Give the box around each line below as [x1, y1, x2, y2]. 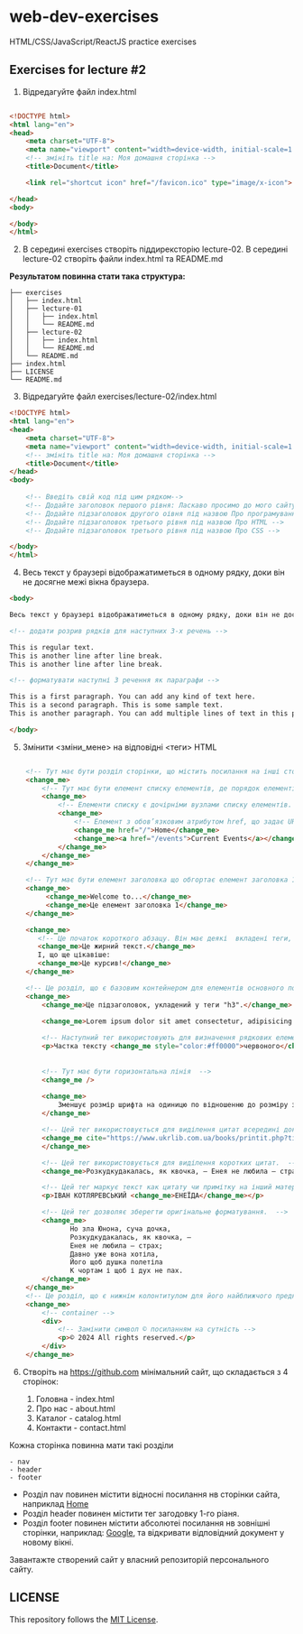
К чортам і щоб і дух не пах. [69, 1266, 183, 1276]
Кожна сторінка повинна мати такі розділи [9, 1439, 174, 1450]
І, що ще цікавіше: [37, 950, 111, 960]
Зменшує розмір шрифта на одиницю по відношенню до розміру [57, 1101, 289, 1110]
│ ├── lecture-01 [9, 304, 83, 313]
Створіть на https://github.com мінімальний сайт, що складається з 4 [22, 1366, 289, 1377]
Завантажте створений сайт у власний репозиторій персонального [9, 1554, 270, 1565]
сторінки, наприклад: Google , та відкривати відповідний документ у [22, 1527, 285, 1537]
